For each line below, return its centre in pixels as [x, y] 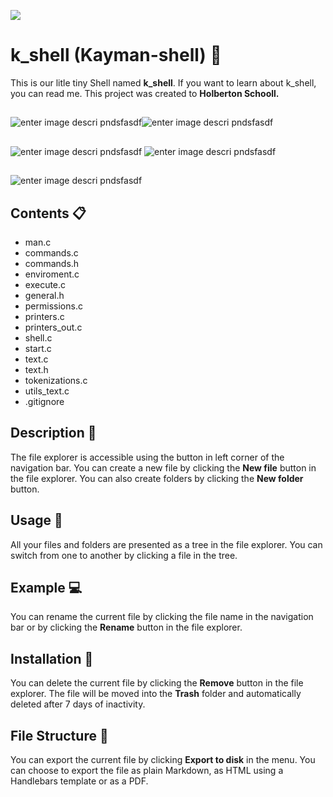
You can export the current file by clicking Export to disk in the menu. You [163, 759]
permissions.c [53, 306]
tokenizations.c [56, 380]
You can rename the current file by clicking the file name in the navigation [162, 617]
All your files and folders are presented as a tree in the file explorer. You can [166, 544]
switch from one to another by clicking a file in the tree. [124, 555]
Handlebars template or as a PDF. [79, 781]
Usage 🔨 [36, 520]
